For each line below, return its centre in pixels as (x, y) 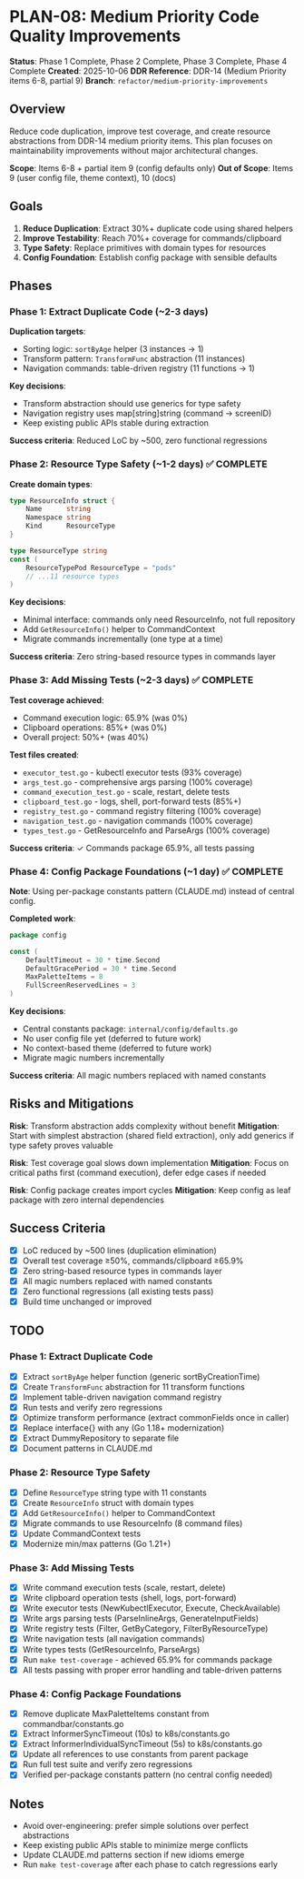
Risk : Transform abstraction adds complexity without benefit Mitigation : (144, 1126)
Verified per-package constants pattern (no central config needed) (147, 1774)
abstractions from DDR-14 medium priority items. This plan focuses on (141, 141)
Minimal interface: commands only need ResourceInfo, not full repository (159, 619)
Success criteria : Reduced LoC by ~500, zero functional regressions (138, 441)
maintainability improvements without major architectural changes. (134, 150)
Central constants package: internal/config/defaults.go (130, 1029)
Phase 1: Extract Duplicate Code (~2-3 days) (109, 311)
